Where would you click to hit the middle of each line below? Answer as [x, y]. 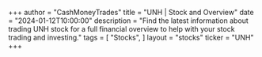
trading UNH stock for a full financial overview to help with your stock [122, 29]
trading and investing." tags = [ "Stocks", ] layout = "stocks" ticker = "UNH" [131, 37]
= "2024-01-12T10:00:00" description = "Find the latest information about [129, 21]
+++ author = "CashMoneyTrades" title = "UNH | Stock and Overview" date [131, 12]
